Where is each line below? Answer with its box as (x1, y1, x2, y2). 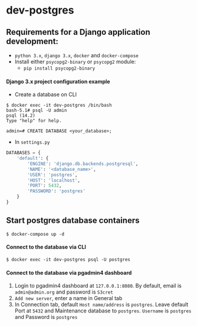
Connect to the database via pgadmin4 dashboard (6, 269, 132, 276)
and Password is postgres (14, 314, 78, 321)
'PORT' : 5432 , (27, 183, 62, 189)
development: (6, 36, 59, 46)
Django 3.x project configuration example (6, 78, 110, 85)
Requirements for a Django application (6, 27, 150, 37)
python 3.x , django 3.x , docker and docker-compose (14, 52, 139, 59)
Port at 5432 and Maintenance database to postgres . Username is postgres (14, 307, 192, 314)
